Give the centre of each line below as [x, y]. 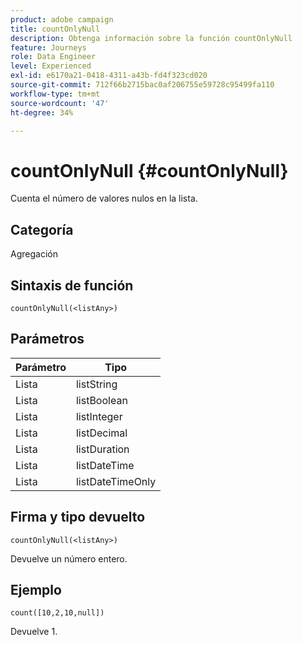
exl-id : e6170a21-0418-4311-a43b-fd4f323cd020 [109, 76]
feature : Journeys [48, 47]
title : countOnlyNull [55, 29]
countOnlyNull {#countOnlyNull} [149, 170]
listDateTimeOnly [116, 481]
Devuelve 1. [34, 632]
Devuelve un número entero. [69, 558]
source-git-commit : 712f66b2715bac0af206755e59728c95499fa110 [142, 85]
